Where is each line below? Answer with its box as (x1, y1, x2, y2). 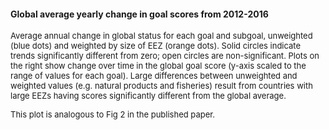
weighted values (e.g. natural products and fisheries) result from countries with (10, 80, 313, 92)
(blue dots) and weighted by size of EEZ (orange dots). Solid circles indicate (10, 40, 302, 52)
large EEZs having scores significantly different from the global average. (10, 90, 287, 102)
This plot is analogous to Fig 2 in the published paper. (10, 109, 216, 120)
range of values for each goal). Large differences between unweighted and (10, 70, 298, 82)
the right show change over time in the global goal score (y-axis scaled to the (10, 60, 307, 72)
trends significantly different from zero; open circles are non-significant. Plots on (10, 50, 320, 62)
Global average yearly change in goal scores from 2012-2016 (10, 8, 269, 20)
